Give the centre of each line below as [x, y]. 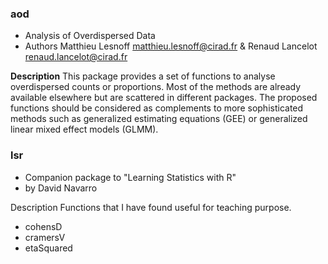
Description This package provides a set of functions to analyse [143, 76]
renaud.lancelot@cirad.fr [76, 57]
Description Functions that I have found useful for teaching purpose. [151, 207]
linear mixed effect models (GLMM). [84, 129]
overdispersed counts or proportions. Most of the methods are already [156, 87]
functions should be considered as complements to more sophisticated [157, 108]
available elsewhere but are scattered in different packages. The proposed [164, 98]
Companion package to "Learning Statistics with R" [130, 177]
